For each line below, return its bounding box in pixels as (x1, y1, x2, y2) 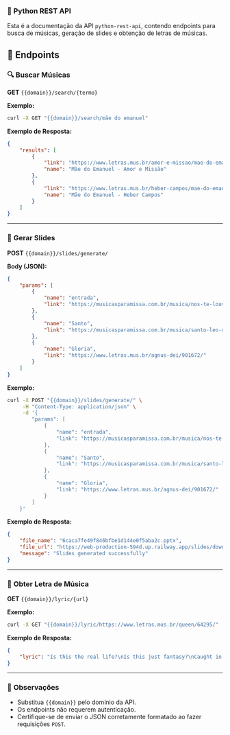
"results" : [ (19, 147, 57, 154)
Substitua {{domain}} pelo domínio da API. (16, 698, 137, 706)
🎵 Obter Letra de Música (7, 579, 89, 589)
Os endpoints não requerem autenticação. (16, 705, 136, 713)
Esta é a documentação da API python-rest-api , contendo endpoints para (7, 22, 216, 30)
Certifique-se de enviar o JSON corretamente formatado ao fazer (16, 712, 202, 721)
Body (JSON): (7, 262, 47, 270)
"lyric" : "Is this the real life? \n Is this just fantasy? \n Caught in (19, 653, 222, 660)
